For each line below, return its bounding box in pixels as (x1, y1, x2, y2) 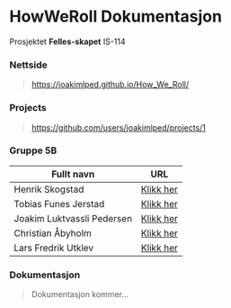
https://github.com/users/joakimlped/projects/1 (31, 122, 207, 132)
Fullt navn (50, 168, 95, 180)
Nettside (9, 59, 48, 71)
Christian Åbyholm (13, 227, 93, 240)
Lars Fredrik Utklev (13, 241, 94, 254)
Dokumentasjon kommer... (31, 289, 129, 300)
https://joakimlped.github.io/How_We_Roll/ (31, 79, 190, 90)
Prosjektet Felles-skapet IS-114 (9, 36, 126, 47)
